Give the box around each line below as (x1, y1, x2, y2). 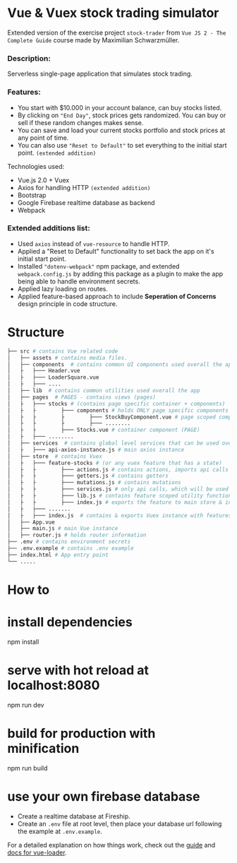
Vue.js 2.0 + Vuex (17, 175, 70, 184)
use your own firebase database (7, 788, 200, 804)
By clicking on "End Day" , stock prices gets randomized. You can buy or (17, 111, 226, 119)
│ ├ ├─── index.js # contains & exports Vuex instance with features (7, 512, 232, 519)
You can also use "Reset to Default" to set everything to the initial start (17, 141, 227, 149)
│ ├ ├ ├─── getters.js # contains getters (7, 472, 169, 480)
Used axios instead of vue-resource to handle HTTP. (17, 239, 170, 248)
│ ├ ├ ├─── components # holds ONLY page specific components (7, 406, 229, 414)
